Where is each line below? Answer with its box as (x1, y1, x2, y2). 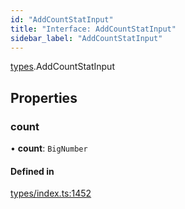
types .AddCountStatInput (10, 61, 115, 73)
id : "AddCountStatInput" (10, 14, 114, 25)
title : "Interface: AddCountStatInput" (10, 24, 177, 34)
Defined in (10, 165, 55, 177)
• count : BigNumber (10, 142, 88, 155)
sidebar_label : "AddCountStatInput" (10, 33, 163, 43)
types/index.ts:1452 (10, 187, 92, 200)
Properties (10, 89, 78, 106)
